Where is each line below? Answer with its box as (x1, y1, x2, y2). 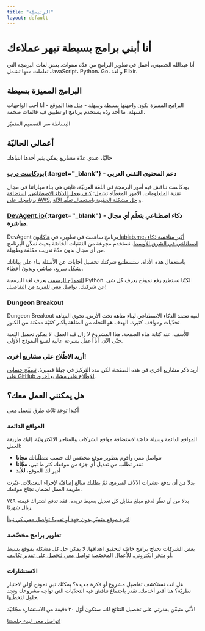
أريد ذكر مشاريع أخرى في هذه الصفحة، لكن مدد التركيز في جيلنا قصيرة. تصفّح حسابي (7, 366, 199, 373)
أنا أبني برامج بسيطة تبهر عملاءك (7, 41, 152, 55)
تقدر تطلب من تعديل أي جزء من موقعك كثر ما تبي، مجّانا (15, 460, 143, 468)
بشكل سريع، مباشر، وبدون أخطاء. (7, 264, 84, 272)
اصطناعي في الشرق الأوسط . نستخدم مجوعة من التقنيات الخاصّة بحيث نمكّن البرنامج (7, 239, 198, 247)
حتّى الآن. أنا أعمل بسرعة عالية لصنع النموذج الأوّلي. (7, 337, 123, 344)
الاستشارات (7, 567, 38, 575)
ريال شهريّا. (7, 504, 33, 511)
